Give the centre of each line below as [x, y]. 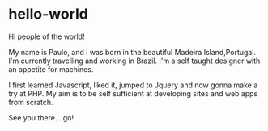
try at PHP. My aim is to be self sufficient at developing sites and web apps [133, 93]
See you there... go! [41, 117]
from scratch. [31, 102]
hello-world [49, 14]
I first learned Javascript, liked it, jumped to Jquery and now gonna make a [133, 85]
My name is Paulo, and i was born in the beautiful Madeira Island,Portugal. [132, 52]
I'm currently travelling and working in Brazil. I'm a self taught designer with [134, 61]
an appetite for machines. [51, 69]
